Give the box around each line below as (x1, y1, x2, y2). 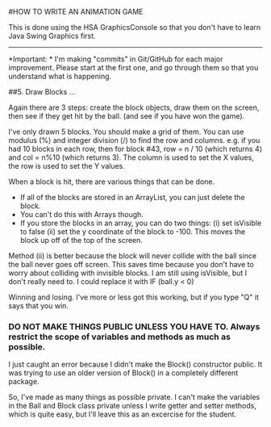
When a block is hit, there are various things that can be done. (8, 177, 215, 186)
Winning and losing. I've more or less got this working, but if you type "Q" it (8, 292, 260, 302)
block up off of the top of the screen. (19, 236, 144, 245)
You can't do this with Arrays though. (19, 210, 144, 219)
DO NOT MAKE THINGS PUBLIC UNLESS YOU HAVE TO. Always (8, 320, 261, 332)
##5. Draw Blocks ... (8, 87, 76, 96)
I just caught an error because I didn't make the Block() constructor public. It (8, 359, 263, 370)
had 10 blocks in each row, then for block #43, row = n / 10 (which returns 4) (8, 144, 262, 153)
